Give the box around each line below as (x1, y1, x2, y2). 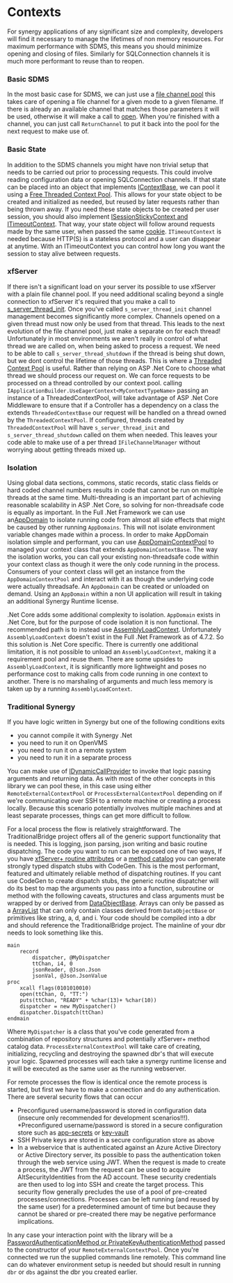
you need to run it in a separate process (17, 753, 132, 762)
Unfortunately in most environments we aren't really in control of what (7, 334, 208, 342)
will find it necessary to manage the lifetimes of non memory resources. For (7, 34, 224, 43)
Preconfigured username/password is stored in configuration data (17, 1106, 207, 1115)
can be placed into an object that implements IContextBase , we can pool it (7, 183, 220, 191)
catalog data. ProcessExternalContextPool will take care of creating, (7, 1043, 202, 1051)
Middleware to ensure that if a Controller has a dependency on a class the (7, 401, 219, 409)
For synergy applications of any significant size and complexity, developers (7, 27, 223, 36)
